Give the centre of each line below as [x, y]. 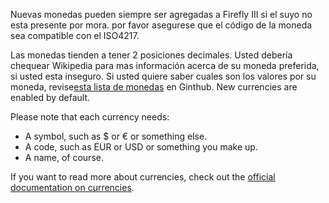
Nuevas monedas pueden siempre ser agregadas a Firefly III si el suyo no [161, 14]
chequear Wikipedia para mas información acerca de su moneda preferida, [165, 65]
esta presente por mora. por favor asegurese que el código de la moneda [161, 25]
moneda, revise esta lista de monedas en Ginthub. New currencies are [154, 87]
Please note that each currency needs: [90, 117]
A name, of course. [64, 157]
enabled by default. [50, 97]
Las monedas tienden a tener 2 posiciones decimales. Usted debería [151, 55]
